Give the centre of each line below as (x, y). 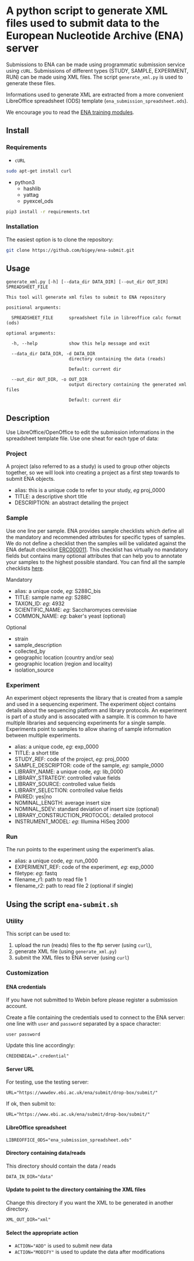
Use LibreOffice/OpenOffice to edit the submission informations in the (90, 432)
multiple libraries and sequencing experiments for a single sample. (86, 723)
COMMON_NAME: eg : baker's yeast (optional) (70, 616)
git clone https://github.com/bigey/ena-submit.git (70, 250)
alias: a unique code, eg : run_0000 (56, 861)
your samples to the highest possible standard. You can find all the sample (96, 562)
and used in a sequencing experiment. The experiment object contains (91, 704)
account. (17, 1006)
